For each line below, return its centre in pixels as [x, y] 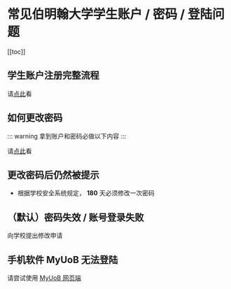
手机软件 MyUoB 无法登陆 [63, 260]
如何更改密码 [35, 118]
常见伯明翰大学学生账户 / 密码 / [96, 14]
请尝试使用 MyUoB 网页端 [44, 278]
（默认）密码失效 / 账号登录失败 [76, 217]
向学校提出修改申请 [35, 236]
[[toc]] [16, 51]
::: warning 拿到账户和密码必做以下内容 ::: [67, 136]
